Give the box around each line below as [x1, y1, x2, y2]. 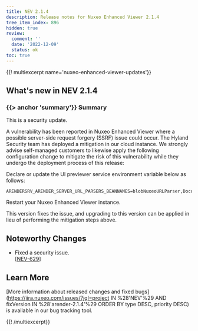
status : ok [11, 47, 38, 53]
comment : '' [11, 36, 41, 42]
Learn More [6, 272, 49, 283]
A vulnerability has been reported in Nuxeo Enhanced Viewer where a [6, 128, 175, 135]
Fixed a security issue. [14, 249, 70, 256]
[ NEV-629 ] [14, 256, 41, 263]
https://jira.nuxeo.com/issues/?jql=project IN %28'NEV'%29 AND [8, 294, 167, 301]
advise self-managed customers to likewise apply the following [6, 147, 159, 154]
